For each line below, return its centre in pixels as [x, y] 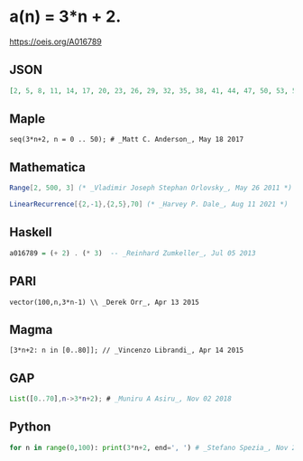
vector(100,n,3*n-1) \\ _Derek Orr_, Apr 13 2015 [105, 302]
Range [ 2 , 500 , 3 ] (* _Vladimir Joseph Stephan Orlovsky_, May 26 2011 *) [151, 188]
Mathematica [47, 167]
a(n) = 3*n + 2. [65, 17]
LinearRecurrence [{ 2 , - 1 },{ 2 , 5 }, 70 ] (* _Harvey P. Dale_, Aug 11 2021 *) [149, 205]
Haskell [31, 232]
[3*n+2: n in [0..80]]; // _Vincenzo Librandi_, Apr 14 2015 [127, 350]
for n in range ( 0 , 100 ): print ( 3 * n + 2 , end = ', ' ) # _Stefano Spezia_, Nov [149, 447]
